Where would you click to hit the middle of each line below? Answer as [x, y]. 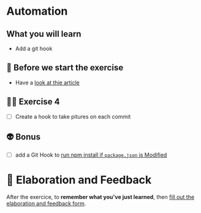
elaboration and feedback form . [46, 203]
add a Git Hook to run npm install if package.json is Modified [91, 155]
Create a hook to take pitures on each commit [73, 116]
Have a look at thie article [47, 82]
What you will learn [44, 34]
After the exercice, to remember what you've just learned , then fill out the [100, 196]
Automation [37, 11]
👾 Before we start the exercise [65, 68]
